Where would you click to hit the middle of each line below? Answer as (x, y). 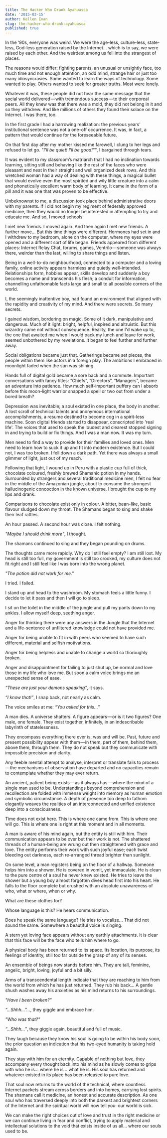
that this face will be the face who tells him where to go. (63, 940)
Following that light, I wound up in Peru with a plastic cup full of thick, (77, 468)
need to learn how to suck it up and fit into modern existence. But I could (80, 448)
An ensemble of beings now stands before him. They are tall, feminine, (78, 965)
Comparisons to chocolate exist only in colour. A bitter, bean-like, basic (78, 504)
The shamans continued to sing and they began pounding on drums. (76, 544)
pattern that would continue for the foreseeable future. (61, 135)
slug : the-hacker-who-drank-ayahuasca (45, 24)
